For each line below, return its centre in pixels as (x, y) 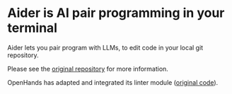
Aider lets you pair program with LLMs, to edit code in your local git (105, 47)
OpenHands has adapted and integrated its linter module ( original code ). (113, 82)
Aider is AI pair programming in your (116, 13)
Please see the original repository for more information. (88, 69)
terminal (33, 28)
